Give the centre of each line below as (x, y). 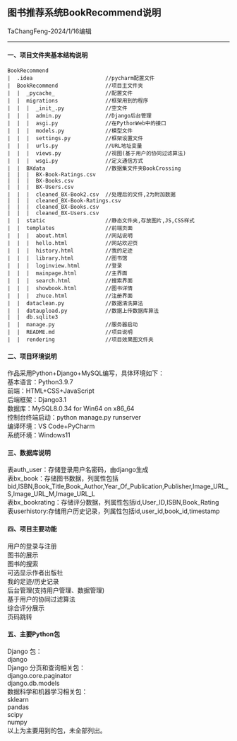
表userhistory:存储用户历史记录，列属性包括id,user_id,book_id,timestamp (114, 511)
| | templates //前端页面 (70, 229)
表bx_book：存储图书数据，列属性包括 (63, 478)
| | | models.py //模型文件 (70, 131)
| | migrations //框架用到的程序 (78, 101)
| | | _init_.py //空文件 (67, 108)
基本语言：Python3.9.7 (40, 382)
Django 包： (25, 651)
